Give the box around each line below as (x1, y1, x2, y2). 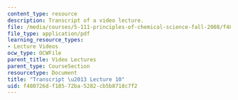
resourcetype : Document (7, 69, 78, 76)
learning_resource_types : (7, 37, 84, 44)
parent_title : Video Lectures (7, 56, 97, 63)
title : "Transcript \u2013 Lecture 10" (7, 75, 125, 83)
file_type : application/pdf (7, 30, 91, 37)
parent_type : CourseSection (7, 63, 91, 70)
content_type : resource (7, 10, 78, 18)
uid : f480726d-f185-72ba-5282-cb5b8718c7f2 (7, 82, 138, 89)
